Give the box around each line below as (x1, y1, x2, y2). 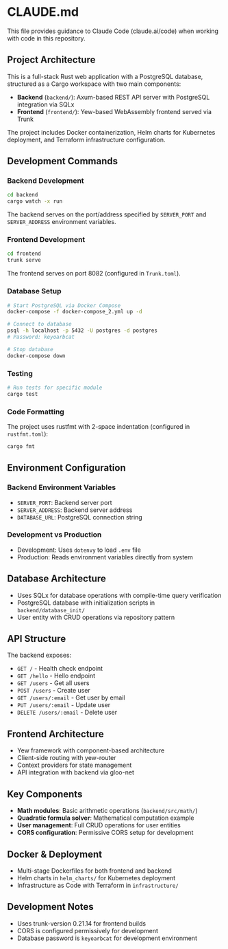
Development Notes (7, 901, 94, 913)
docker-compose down (7, 352, 66, 359)
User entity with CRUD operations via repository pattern (16, 613, 175, 621)
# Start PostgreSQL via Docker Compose (7, 302, 121, 309)
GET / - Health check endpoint (16, 665, 103, 673)
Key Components (7, 788, 83, 800)
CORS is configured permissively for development (16, 926, 159, 935)
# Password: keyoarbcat (7, 334, 75, 341)
